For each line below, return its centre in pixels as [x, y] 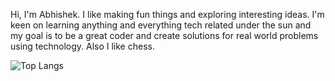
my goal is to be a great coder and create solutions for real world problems [164, 35]
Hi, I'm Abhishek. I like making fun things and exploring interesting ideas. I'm [167, 14]
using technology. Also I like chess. [82, 46]
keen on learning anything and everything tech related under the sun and [161, 25]
